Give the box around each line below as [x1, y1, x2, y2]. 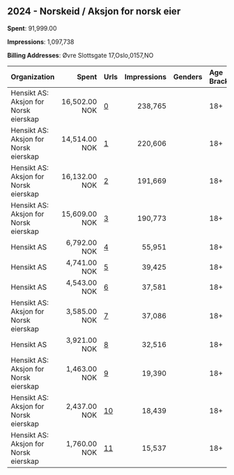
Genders [173, 72, 203, 81]
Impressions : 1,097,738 [7, 38, 75, 46]
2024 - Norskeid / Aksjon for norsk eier [7, 6, 181, 17]
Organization [10, 72, 55, 81]
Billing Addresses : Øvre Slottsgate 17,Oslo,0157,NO [7, 51, 154, 59]
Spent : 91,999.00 [7, 24, 57, 32]
